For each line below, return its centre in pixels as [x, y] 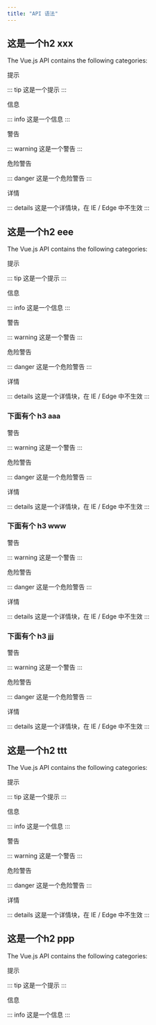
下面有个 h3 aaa [34, 416]
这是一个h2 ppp [41, 939]
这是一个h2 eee [41, 232]
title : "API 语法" [33, 14]
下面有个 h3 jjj [31, 636]
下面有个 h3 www [37, 526]
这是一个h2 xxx [40, 43]
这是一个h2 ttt [37, 750]
